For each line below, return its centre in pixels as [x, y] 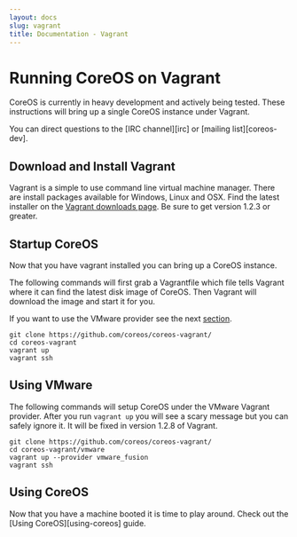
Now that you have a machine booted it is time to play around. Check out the [149, 513]
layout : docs [33, 17]
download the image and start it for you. [82, 301]
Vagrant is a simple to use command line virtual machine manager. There [142, 188]
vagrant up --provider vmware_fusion [79, 457]
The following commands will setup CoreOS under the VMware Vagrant [140, 407]
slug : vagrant [35, 26]
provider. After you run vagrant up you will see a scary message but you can [149, 416]
